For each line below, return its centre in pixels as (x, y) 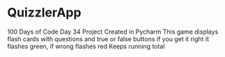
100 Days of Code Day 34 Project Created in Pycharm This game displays (113, 32)
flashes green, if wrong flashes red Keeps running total (86, 46)
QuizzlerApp (44, 13)
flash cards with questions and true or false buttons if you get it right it (108, 38)
